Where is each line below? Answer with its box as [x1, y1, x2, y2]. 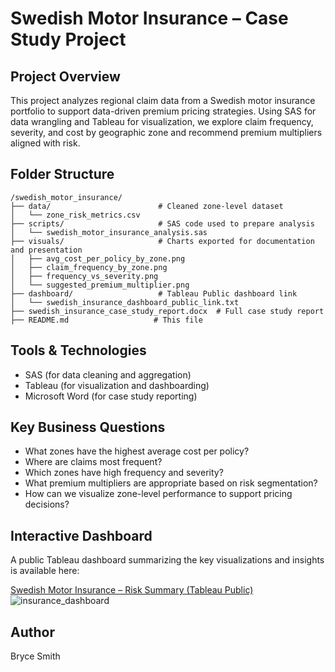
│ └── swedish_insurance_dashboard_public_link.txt [10, 297, 240, 307]
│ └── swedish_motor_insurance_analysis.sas [10, 227, 208, 237]
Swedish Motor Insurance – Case [10, 7, 289, 30]
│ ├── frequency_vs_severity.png [10, 271, 159, 281]
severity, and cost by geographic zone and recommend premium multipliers [10, 127, 323, 138]
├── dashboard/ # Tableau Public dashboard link [10, 288, 298, 299]
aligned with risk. [10, 137, 81, 149]
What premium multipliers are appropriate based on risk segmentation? [24, 477, 318, 489]
